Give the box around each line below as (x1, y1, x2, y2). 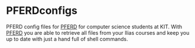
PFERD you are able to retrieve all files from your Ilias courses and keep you (6, 29, 190, 36)
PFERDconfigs (6, 4, 78, 17)
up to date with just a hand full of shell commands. (6, 35, 128, 42)
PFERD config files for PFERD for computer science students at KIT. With (6, 23, 183, 30)
